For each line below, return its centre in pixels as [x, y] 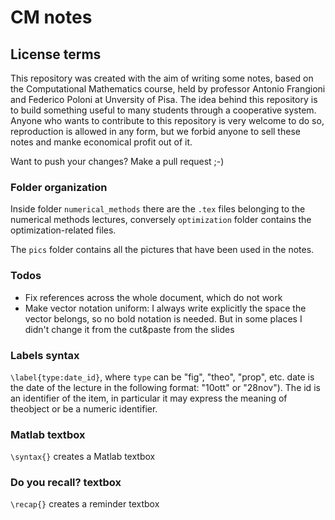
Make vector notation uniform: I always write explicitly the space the [165, 308]
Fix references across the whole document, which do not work [153, 297]
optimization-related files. [63, 230]
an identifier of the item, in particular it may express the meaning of [149, 398]
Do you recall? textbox [66, 483]
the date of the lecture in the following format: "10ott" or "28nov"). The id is [165, 387]
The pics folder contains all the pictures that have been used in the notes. [162, 250]
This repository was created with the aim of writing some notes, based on [162, 78]
